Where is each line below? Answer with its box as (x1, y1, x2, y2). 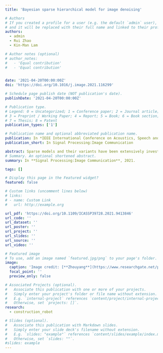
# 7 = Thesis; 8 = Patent (5, 118, 57, 123)
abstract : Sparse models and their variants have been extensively (5, 149, 145, 154)
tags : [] (5, 167, 23, 172)
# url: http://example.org (5, 202, 64, 207)
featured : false (5, 180, 38, 185)
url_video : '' (5, 243, 34, 247)
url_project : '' (5, 229, 38, 234)
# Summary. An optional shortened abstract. (5, 153, 97, 158)
